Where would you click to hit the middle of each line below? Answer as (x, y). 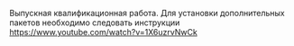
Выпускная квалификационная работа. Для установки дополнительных (147, 13)
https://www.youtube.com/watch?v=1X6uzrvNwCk (104, 32)
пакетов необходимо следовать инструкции (95, 23)
